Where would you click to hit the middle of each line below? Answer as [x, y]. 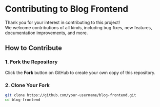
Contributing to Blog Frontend [67, 9]
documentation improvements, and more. [47, 33]
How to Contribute [34, 48]
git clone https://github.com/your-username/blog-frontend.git [71, 95]
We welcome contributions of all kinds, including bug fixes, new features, [79, 27]
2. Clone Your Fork [28, 85]
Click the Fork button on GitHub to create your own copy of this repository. [80, 72]
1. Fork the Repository [31, 62]
